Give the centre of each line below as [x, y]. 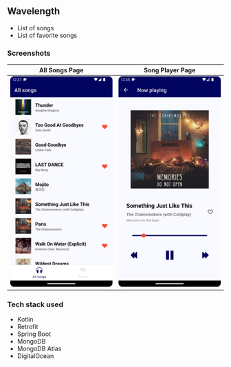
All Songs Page [61, 70]
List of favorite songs [47, 35]
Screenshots [29, 53]
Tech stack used [35, 304]
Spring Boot [34, 334]
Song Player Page [170, 70]
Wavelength [34, 11]
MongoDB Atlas [39, 349]
